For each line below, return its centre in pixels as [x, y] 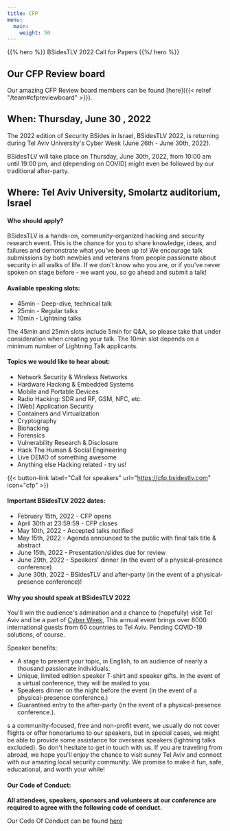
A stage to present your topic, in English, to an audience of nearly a [112, 661]
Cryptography [37, 420]
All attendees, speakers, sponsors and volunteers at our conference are [112, 800]
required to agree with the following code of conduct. [85, 808]
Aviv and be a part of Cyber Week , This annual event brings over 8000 [107, 620]
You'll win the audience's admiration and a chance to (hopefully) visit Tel [110, 613]
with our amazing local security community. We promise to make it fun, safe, [115, 762]
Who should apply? [35, 220]
